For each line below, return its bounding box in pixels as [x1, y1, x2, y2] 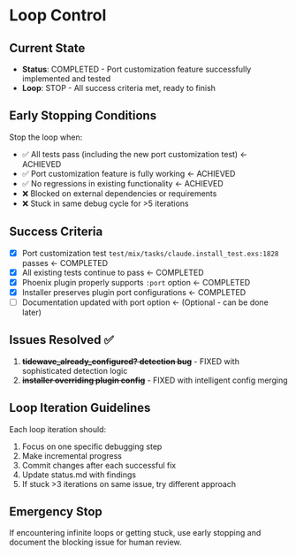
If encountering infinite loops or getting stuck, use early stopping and [9, 528, 262, 538]
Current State [9, 41, 86, 56]
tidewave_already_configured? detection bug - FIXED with [21, 355, 240, 367]
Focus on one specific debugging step [21, 441, 163, 452]
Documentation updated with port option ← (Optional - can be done [21, 297, 269, 308]
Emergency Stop [9, 504, 103, 519]
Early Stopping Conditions [9, 108, 157, 124]
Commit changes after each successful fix [21, 460, 177, 470]
